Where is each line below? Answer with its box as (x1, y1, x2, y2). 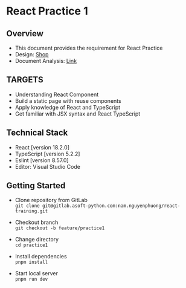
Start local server (14, 270, 59, 277)
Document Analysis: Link (14, 57, 77, 64)
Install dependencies (14, 253, 68, 260)
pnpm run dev (14, 277, 48, 283)
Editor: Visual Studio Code (14, 163, 80, 170)
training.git (14, 208, 48, 214)
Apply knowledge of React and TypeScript (14, 103, 121, 111)
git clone (14, 203, 40, 209)
